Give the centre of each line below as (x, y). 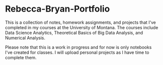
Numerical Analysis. (25, 38)
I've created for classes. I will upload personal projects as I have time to (77, 52)
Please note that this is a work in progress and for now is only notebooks (78, 47)
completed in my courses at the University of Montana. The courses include (81, 27)
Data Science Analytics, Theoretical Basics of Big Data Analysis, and (74, 32)
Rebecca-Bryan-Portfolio (58, 9)
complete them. (21, 57)
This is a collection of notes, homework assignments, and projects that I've (81, 22)
